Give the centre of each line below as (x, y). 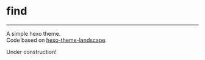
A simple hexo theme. (34, 33)
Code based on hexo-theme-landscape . (56, 40)
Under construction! (31, 52)
